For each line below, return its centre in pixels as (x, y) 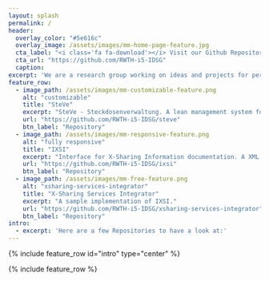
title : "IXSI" (46, 149)
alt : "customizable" (57, 97)
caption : (30, 68)
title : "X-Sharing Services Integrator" (91, 194)
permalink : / (30, 23)
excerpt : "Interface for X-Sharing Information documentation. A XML (141, 156)
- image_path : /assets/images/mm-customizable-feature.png (116, 90)
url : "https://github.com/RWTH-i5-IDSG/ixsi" (100, 164)
